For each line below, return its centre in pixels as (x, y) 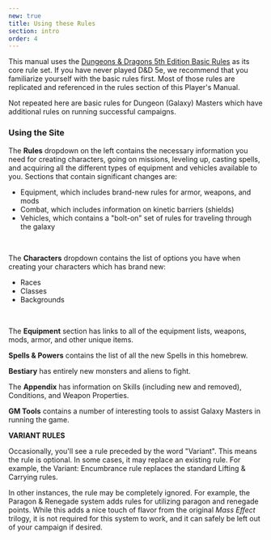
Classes (33, 291)
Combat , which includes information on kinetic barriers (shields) (127, 209)
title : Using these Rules (52, 24)
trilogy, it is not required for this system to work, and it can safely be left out (134, 518)
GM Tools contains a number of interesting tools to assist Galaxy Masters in (135, 411)
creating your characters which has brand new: (87, 266)
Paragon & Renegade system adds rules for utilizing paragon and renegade (133, 501)
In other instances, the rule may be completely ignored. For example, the (129, 492)
